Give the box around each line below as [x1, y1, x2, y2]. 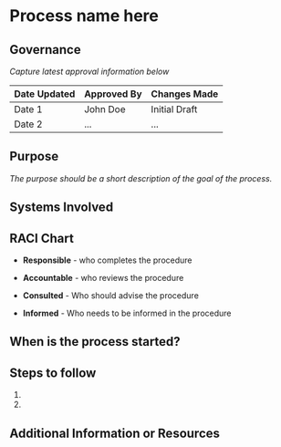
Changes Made [151, 88, 219, 100]
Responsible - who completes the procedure [22, 255, 193, 265]
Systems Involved [9, 200, 114, 215]
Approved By [83, 88, 143, 100]
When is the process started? [9, 334, 181, 349]
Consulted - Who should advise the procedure [22, 290, 199, 301]
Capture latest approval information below [9, 66, 170, 77]
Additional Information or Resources [9, 425, 221, 441]
